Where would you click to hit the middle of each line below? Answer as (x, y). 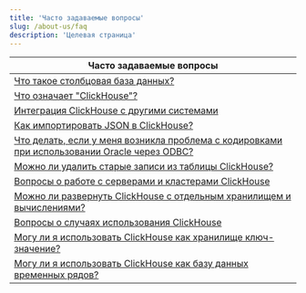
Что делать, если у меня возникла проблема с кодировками (148, 141)
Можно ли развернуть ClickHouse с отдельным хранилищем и (153, 196)
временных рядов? (56, 275)
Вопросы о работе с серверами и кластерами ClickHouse (142, 182)
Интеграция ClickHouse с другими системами (116, 110)
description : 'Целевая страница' (73, 35)
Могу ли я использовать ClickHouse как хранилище (128, 237)
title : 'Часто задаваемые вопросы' (77, 18)
